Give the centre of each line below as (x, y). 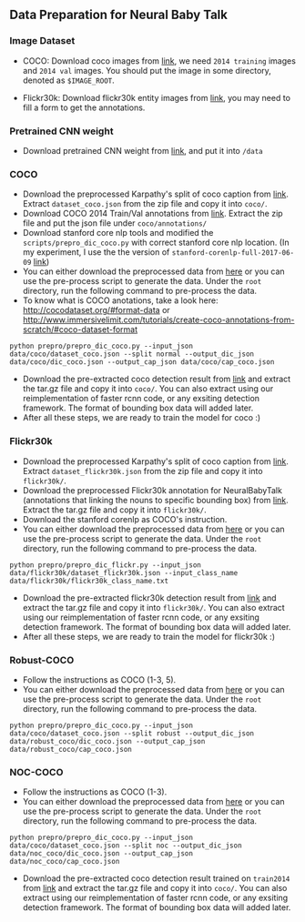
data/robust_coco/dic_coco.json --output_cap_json (107, 741)
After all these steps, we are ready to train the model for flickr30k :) (149, 636)
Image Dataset (42, 41)
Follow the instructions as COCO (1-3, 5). (99, 679)
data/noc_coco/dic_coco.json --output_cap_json (102, 854)
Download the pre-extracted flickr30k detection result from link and (149, 598)
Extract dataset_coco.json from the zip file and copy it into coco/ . (145, 204)
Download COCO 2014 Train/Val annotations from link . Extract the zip (153, 214)
